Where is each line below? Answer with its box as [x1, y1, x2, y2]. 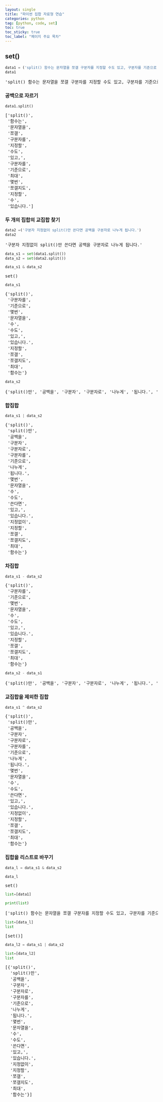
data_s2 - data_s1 [5, 671, 42, 676]
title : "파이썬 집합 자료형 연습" [5, 12, 65, 17]
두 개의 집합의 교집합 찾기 [5, 216, 61, 223]
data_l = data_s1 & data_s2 [5, 865, 62, 870]
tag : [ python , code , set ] [5, 20, 57, 26]
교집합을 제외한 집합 [5, 694, 49, 700]
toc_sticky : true [5, 30, 40, 35]
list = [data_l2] [5, 951, 36, 956]
